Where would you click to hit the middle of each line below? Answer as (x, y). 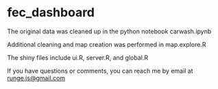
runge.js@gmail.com (36, 78)
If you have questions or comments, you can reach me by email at (100, 71)
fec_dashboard (51, 13)
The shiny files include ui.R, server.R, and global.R (78, 57)
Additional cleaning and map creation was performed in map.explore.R (107, 44)
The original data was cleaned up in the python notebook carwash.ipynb (109, 31)
